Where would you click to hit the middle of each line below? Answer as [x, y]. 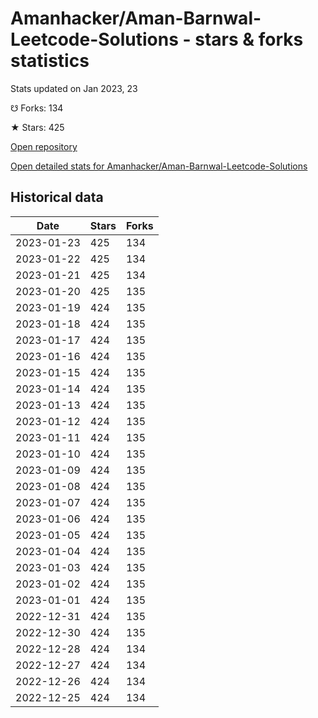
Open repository [44, 146]
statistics [50, 61]
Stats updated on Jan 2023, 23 [74, 88]
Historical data [57, 197]
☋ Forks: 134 [37, 108]
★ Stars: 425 [37, 127]
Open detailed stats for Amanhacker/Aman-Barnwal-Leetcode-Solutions [159, 166]
